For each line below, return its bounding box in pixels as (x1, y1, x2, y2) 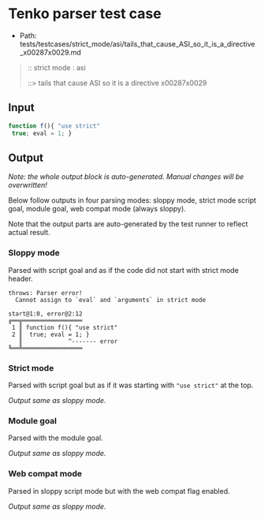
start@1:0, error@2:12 (8, 309, 83, 318)
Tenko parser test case (8, 5, 162, 23)
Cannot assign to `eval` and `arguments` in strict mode (15, 296, 206, 304)
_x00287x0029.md (19, 47, 81, 57)
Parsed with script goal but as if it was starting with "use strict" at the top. (8, 380, 254, 390)
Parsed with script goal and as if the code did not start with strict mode (8, 265, 239, 274)
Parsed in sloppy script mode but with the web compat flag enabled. (8, 486, 230, 495)
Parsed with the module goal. (8, 433, 104, 442)
